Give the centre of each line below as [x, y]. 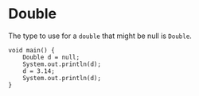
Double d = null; [51, 57]
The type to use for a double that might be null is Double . [100, 36]
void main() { [32, 50]
